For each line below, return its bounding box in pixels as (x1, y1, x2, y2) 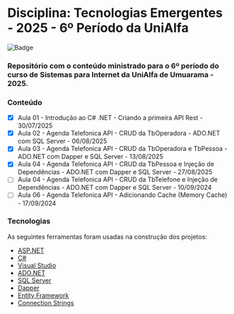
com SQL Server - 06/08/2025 (17, 137, 107, 145)
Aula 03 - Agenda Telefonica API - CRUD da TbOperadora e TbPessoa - (17, 145, 228, 153)
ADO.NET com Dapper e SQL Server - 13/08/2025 (17, 152, 164, 161)
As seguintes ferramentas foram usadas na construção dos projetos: (7, 232, 207, 241)
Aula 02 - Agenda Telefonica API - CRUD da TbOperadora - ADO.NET (17, 129, 221, 138)
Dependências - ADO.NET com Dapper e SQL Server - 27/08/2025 (17, 168, 213, 176)
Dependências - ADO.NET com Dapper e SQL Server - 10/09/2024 (17, 183, 212, 192)
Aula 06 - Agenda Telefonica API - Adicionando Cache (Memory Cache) (17, 191, 228, 199)
